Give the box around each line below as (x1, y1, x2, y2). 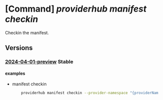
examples (5, 70, 25, 76)
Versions (5, 44, 33, 52)
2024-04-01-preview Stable (5, 58, 73, 65)
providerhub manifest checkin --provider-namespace (21, 91, 128, 96)
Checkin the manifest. (5, 30, 49, 35)
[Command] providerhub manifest (5, 3, 147, 15)
